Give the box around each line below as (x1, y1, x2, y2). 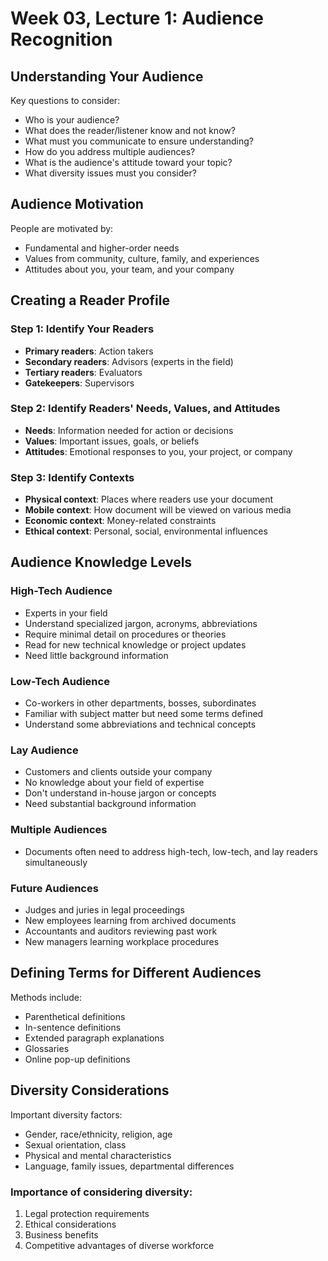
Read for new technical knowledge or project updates (24, 638, 247, 651)
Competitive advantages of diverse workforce (24, 1239, 215, 1251)
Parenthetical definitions (24, 1010, 126, 1022)
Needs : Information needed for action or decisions (24, 424, 234, 436)
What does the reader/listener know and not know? (24, 125, 236, 136)
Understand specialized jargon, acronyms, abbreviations (24, 617, 258, 629)
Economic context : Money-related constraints (24, 515, 217, 527)
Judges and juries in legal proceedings (24, 903, 185, 916)
